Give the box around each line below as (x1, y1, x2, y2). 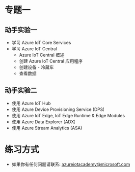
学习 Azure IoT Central (11, 46, 57, 52)
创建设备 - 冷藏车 (19, 65, 54, 70)
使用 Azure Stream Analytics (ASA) (11, 125, 82, 131)
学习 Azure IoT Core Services (11, 40, 71, 45)
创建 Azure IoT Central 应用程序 (19, 58, 83, 64)
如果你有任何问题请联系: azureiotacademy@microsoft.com (11, 161, 131, 167)
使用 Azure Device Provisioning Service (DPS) (11, 106, 105, 112)
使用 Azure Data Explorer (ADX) (11, 119, 76, 125)
